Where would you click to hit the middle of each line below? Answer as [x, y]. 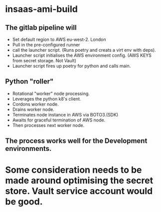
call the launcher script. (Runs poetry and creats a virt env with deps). [84, 50]
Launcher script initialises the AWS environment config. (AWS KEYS [82, 55]
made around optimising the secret [79, 181]
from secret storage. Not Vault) [44, 60]
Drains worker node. [33, 109]
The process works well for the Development [76, 141]
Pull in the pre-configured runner [46, 45]
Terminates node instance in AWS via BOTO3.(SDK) [65, 114]
